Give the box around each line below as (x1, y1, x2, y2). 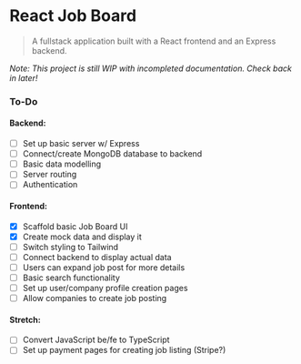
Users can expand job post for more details (22, 261, 186, 273)
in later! (9, 72, 38, 83)
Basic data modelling (22, 158, 102, 169)
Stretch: (9, 314, 41, 325)
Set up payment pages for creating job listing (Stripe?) (22, 345, 226, 356)
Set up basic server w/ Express (22, 138, 140, 149)
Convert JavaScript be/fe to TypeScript (22, 334, 170, 346)
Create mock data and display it (22, 231, 143, 242)
